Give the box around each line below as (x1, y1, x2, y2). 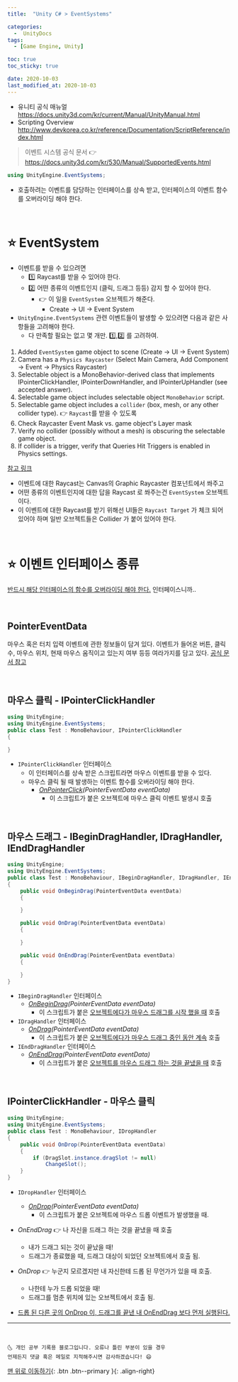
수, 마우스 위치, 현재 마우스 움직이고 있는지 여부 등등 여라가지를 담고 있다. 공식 (7, 649, 222, 657)
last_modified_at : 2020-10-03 (7, 82, 97, 89)
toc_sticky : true (7, 63, 59, 70)
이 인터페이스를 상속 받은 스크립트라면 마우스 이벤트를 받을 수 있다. (28, 769, 212, 777)
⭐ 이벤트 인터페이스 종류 (7, 556, 140, 572)
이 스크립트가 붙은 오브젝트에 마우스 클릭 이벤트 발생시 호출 (49, 794, 212, 803)
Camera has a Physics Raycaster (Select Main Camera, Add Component (17, 355, 229, 364)
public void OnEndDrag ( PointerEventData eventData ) (20, 951, 176, 959)
